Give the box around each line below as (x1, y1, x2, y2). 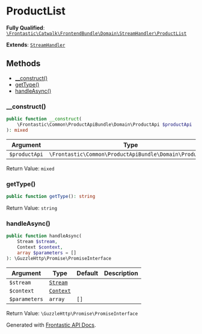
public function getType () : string (6, 193, 96, 199)
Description (104, 269, 138, 277)
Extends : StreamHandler (6, 41, 66, 48)
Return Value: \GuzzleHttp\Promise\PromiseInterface (6, 309, 138, 317)
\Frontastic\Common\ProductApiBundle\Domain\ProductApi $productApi (17, 122, 192, 128)
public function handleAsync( (6, 233, 82, 239)
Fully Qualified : (6, 24, 45, 31)
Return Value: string (6, 204, 58, 211)
